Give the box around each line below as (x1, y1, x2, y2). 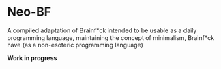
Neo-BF (7, 4, 52, 20)
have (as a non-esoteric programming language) (7, 41, 143, 49)
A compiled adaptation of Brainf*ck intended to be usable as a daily (7, 26, 197, 34)
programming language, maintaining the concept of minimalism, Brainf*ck (7, 33, 215, 41)
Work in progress (7, 53, 57, 62)
